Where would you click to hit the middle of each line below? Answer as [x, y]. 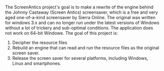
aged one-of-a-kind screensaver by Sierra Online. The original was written [80, 17]
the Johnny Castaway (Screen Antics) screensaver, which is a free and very [82, 12]
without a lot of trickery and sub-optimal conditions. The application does [79, 28]
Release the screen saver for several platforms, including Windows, [80, 58]
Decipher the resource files [40, 43]
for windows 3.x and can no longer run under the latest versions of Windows [82, 23]
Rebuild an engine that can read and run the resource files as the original [85, 48]
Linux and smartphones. [36, 63]
